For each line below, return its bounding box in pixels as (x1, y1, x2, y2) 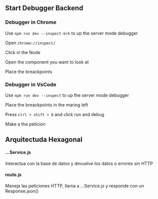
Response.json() (5, 188, 39, 194)
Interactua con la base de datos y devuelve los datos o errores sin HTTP (5, 160, 153, 166)
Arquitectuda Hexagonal (5, 135, 83, 144)
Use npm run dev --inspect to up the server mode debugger (5, 92, 129, 98)
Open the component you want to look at (5, 59, 89, 65)
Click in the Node (5, 49, 41, 55)
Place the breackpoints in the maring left (5, 102, 88, 108)
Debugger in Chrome (5, 19, 57, 26)
